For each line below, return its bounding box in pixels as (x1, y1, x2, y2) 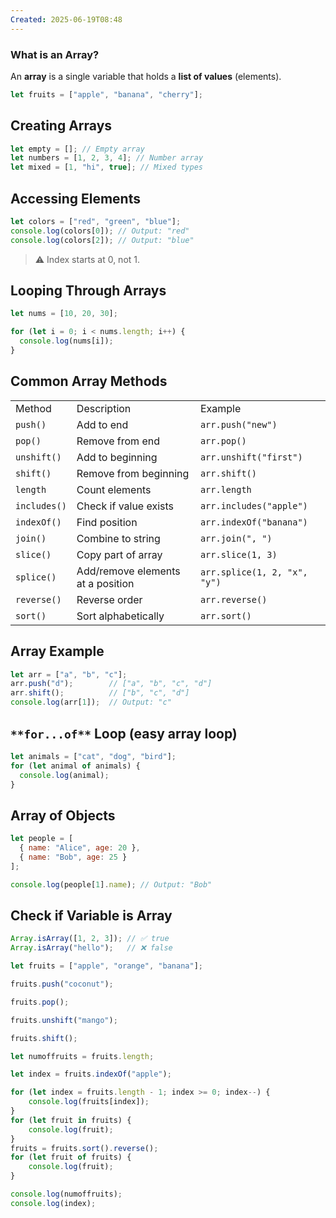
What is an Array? (10, 47, 100, 61)
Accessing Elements (10, 190, 141, 207)
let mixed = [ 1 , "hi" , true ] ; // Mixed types (10, 162, 203, 173)
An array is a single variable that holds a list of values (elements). (10, 70, 282, 82)
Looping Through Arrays (10, 282, 167, 300)
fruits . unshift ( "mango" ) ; (10, 1015, 118, 1025)
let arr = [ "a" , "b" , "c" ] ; (10, 669, 128, 680)
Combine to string (76, 531, 161, 545)
